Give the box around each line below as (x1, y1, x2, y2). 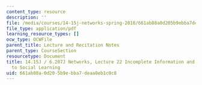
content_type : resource (6, 8, 66, 15)
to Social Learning (11, 64, 61, 71)
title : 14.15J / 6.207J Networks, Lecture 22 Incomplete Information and (6, 59, 195, 65)
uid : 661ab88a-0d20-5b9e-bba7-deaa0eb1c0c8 (6, 70, 117, 76)
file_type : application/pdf (6, 25, 77, 32)
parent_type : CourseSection (6, 48, 77, 54)
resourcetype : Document (6, 53, 66, 59)
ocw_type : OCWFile (6, 37, 52, 42)
